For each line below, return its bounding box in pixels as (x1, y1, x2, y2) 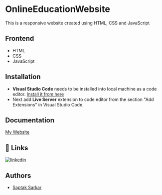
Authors (5, 171, 31, 180)
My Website (5, 129, 30, 135)
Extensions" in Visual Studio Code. (12, 101, 84, 107)
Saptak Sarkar (12, 185, 42, 190)
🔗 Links (5, 143, 28, 152)
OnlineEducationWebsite (5, 3, 111, 15)
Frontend (5, 34, 34, 43)
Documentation (5, 116, 55, 124)
